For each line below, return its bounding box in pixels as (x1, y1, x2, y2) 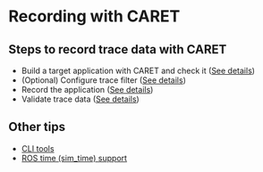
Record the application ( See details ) (21, 85, 154, 94)
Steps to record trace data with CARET (8, 42, 227, 57)
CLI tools (21, 143, 55, 153)
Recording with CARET (8, 6, 181, 27)
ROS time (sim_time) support (21, 152, 127, 163)
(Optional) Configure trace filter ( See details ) (21, 75, 187, 86)
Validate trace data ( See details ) (21, 94, 140, 104)
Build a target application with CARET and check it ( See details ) (21, 65, 256, 76)
